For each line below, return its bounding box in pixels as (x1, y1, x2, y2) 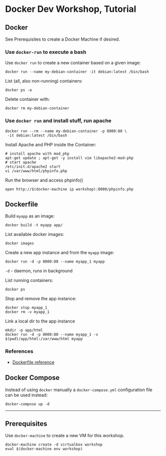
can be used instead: (5, 392, 48, 398)
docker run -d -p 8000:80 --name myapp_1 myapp (5, 259, 105, 264)
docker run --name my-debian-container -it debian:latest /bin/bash (5, 69, 149, 75)
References (5, 348, 34, 355)
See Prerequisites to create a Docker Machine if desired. (5, 36, 120, 42)
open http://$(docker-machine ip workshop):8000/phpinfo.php (5, 186, 134, 191)
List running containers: (5, 277, 53, 283)
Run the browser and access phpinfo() (5, 177, 83, 183)
